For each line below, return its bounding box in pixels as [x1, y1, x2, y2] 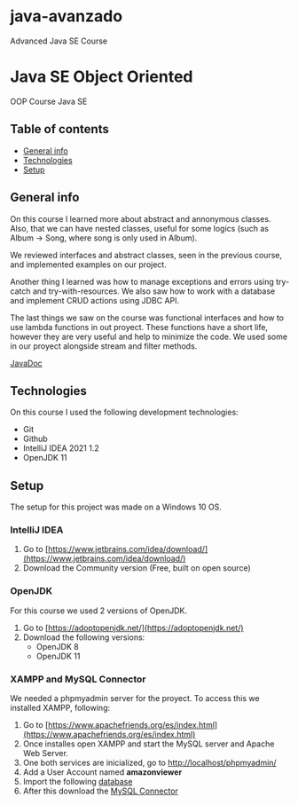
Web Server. [22, 748, 69, 759]
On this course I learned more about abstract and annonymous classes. [10, 213, 271, 224]
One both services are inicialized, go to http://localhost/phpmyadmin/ [22, 757, 278, 769]
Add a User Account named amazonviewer [22, 767, 183, 777]
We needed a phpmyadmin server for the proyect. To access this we [10, 693, 260, 704]
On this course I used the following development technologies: [10, 406, 239, 418]
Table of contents [10, 122, 109, 137]
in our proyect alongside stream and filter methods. [10, 340, 198, 351]
